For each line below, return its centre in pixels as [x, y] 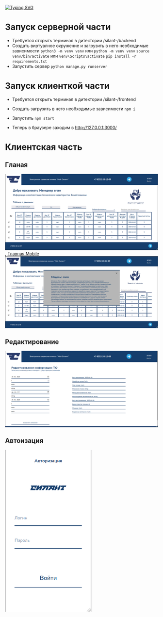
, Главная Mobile [22, 254]
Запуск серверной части [58, 27]
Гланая [16, 165]
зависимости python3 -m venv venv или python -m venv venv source [81, 50]
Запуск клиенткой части [57, 86]
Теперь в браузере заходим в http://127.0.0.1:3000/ [65, 127]
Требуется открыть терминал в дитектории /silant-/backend [74, 40]
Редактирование [32, 342]
